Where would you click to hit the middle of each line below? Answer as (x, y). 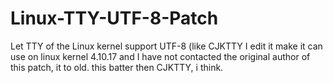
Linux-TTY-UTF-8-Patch (114, 18)
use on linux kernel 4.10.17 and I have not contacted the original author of (160, 56)
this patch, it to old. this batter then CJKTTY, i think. (117, 67)
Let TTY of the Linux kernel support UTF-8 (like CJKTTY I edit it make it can (166, 46)
